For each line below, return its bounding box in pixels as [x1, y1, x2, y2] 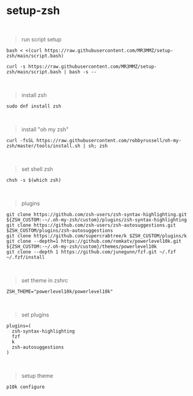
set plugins [21, 311, 49, 318]
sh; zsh [88, 143, 108, 149]
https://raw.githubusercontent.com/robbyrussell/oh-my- [36, 137, 182, 143]
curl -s [6, 63, 26, 70]
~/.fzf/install [6, 254, 45, 260]
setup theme [21, 372, 54, 379]
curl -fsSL [6, 137, 34, 143]
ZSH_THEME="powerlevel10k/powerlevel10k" [6, 288, 114, 295]
